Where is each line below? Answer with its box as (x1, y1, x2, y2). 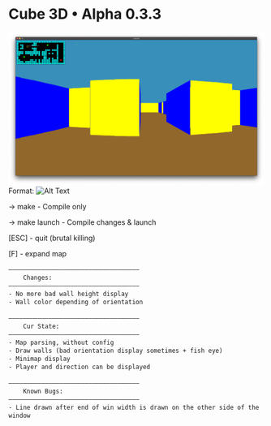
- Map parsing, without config (8, 338, 114, 346)
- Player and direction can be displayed (8, 363, 151, 371)
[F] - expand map (8, 248, 67, 258)
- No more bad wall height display (8, 290, 129, 298)
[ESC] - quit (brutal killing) (8, 233, 96, 243)
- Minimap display (8, 355, 71, 363)
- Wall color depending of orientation (8, 298, 144, 306)
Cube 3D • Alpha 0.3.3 (8, 5, 162, 24)
